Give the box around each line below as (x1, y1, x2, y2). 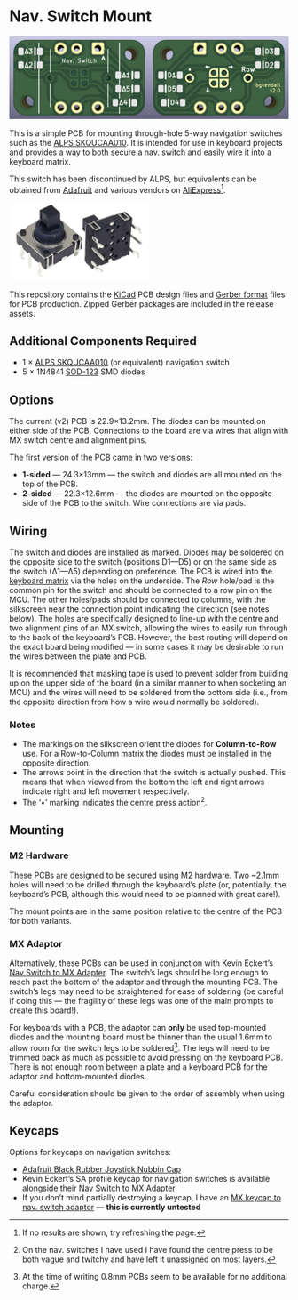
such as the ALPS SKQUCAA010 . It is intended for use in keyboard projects (9, 137, 283, 148)
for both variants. (9, 915, 73, 926)
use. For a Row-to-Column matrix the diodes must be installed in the (21, 749, 272, 759)
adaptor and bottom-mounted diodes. (9, 1071, 147, 1081)
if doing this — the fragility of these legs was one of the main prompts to (9, 996, 274, 1007)
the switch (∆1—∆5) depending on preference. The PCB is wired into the (9, 566, 273, 577)
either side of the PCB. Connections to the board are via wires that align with (9, 425, 289, 437)
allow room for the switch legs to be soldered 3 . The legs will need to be (9, 1041, 271, 1053)
